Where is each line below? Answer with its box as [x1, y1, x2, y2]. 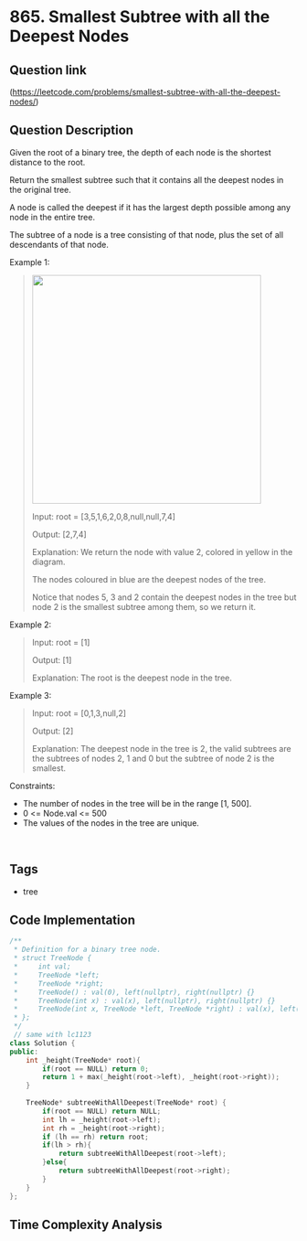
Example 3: [9, 690, 52, 701]
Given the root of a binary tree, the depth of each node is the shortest [9, 146, 271, 157]
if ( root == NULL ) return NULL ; [42, 1107, 162, 1116]
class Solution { [9, 1038, 76, 1048]
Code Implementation [9, 913, 135, 928]
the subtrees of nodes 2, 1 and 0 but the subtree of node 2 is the [31, 753, 275, 764]
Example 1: [9, 256, 50, 267]
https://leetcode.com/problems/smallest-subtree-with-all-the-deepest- [12, 87, 281, 97]
